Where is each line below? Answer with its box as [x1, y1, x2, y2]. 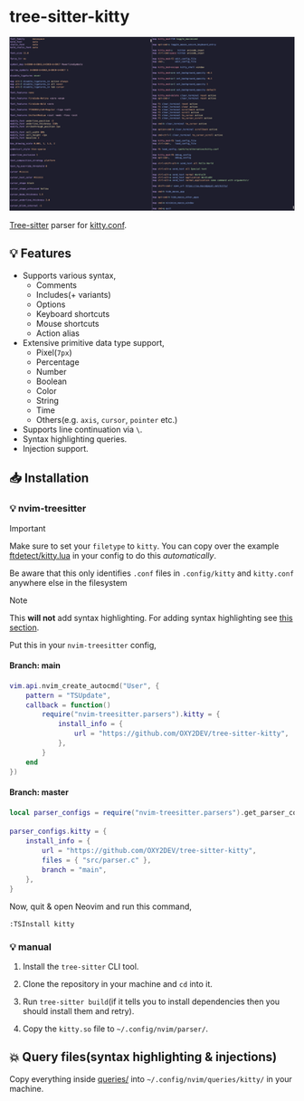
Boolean [35, 376, 68, 387]
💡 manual [9, 940, 52, 953]
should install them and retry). [22, 1005, 135, 1016]
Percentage [35, 356, 80, 368]
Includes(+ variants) [35, 289, 111, 300]
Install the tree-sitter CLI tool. [22, 961, 139, 972]
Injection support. [22, 443, 89, 454]
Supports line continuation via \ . [22, 424, 143, 435]
